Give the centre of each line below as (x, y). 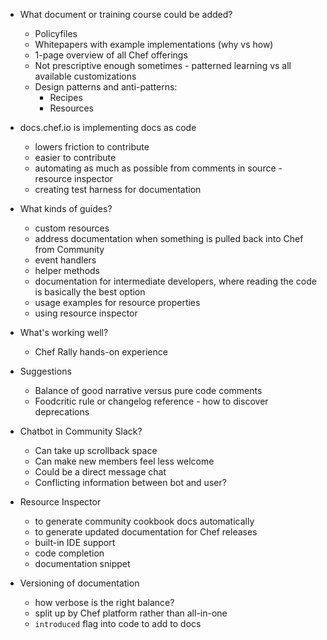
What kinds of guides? (66, 208)
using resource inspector (86, 313)
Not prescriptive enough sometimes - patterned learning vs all (163, 65)
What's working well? (64, 332)
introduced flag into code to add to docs (118, 623)
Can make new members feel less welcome (124, 461)
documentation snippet (82, 563)
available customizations (85, 76)
